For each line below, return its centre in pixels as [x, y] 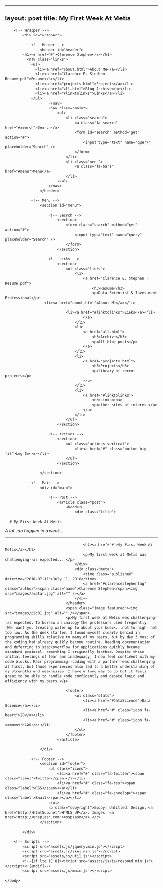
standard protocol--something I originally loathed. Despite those [75, 652]
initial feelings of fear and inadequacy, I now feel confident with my [80, 657]
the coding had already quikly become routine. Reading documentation [78, 642]
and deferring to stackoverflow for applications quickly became [72, 647]
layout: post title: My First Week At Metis [68, 18]
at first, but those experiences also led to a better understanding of [80, 666]
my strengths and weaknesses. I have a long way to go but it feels [76, 671]
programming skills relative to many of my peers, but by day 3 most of [80, 637]
